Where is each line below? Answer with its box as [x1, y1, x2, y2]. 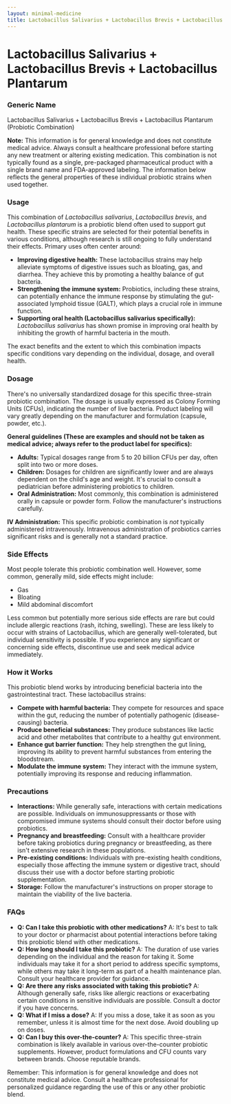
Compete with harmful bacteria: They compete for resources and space [16, 704, 224, 712]
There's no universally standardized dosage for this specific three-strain [7, 390, 212, 398]
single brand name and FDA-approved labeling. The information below [7, 165, 206, 174]
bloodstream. [16, 755, 55, 763]
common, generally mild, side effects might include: [7, 572, 154, 581]
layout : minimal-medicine [7, 10, 81, 17]
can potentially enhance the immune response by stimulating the [16, 292, 201, 300]
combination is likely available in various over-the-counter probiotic [16, 1040, 208, 1048]
